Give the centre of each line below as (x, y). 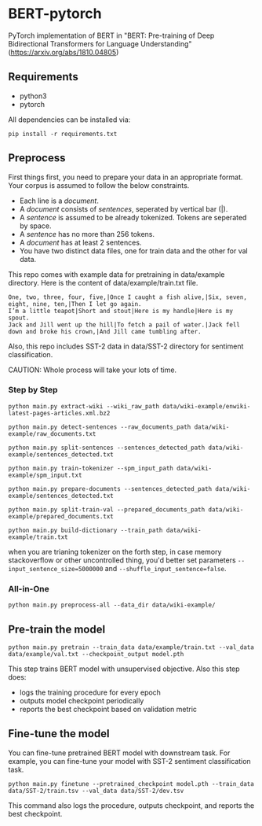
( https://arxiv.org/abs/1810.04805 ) (64, 52)
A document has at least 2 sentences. (80, 242)
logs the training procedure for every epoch (90, 692)
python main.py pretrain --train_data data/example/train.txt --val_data (131, 647)
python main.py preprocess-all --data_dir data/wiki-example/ (112, 605)
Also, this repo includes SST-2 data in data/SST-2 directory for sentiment (126, 346)
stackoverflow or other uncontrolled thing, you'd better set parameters (122, 560)
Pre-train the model (57, 629)
